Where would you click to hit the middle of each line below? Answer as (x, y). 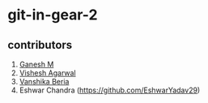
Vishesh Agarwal (47, 73)
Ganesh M (36, 64)
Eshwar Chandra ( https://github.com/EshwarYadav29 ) (110, 90)
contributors (40, 45)
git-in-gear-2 (53, 15)
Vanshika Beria (44, 82)
